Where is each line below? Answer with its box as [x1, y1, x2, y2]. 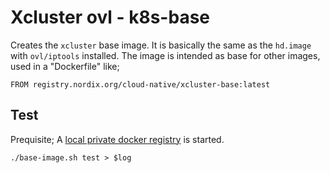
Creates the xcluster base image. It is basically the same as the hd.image [10, 39, 312, 51]
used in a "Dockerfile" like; [10, 60, 120, 72]
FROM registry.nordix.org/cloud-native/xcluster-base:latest [10, 79, 271, 90]
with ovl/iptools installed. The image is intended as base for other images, [10, 49, 321, 61]
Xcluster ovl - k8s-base [10, 6, 211, 29]
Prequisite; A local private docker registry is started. [10, 133, 225, 145]
